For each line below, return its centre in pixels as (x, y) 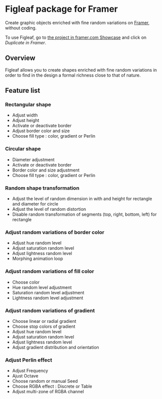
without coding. (21, 28)
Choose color (26, 282)
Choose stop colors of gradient (44, 326)
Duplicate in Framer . (26, 42)
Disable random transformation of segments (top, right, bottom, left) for (84, 214)
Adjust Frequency (30, 371)
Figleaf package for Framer (61, 9)
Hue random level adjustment (42, 287)
